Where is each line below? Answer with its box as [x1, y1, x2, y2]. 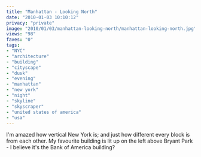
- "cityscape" [6, 64, 42, 71]
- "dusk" [6, 70, 28, 76]
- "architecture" [6, 53, 50, 59]
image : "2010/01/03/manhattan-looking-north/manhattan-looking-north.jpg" [6, 25, 197, 32]
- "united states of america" [6, 109, 82, 115]
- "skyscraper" [6, 103, 44, 110]
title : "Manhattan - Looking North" [6, 8, 98, 15]
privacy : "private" [6, 20, 55, 26]
